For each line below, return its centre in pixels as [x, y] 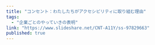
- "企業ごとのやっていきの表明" [45, 22]
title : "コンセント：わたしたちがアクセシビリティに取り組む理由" [76, 11]
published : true [26, 33]
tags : [13, 17]
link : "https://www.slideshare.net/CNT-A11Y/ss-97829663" [78, 28]
